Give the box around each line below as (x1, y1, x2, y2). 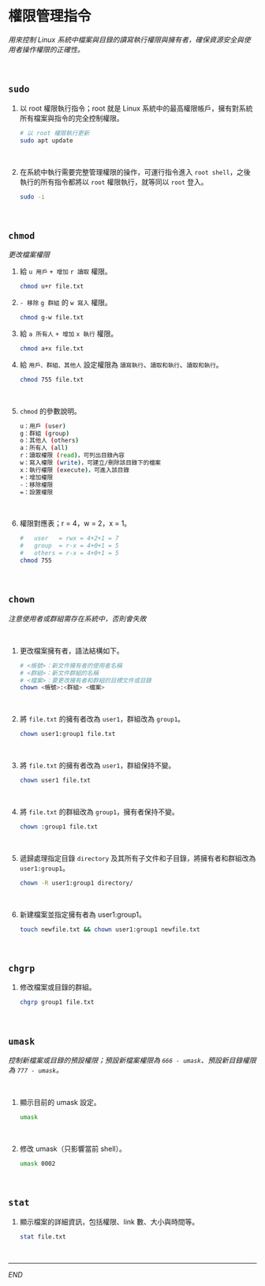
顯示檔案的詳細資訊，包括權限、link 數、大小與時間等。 (19, 1216, 200, 1226)
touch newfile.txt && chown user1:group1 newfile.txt (19, 926, 200, 933)
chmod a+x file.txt (19, 345, 84, 353)
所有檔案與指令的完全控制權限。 (19, 113, 124, 123)
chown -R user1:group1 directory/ (19, 879, 133, 887)
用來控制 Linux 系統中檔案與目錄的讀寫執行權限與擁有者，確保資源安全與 (8, 35, 244, 44)
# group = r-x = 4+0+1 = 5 (19, 542, 120, 550)
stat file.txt (19, 1232, 66, 1241)
